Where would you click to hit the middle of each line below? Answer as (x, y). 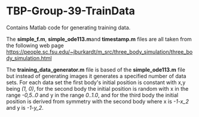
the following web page (35, 45)
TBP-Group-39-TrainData (71, 11)
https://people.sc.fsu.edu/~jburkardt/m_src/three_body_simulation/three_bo (99, 51)
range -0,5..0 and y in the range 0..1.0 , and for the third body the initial (92, 95)
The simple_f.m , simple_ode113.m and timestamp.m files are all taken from (99, 39)
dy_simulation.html (29, 58)
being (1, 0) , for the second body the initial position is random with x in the (97, 88)
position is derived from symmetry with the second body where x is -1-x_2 (98, 101)
